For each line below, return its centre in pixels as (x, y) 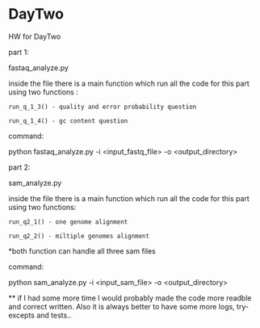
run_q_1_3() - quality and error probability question (103, 107)
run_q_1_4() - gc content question (68, 121)
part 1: (19, 52)
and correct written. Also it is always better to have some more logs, (122, 306)
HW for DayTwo (35, 36)
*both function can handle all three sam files (82, 250)
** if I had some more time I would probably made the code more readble (130, 298)
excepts (21, 315)
